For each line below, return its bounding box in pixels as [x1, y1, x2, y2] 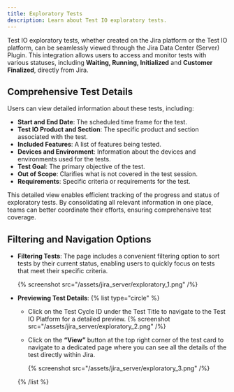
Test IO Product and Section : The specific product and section [17, 125, 199, 133]
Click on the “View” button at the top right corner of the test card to [27, 336, 224, 344]
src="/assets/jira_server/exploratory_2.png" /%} [27, 322, 166, 331]
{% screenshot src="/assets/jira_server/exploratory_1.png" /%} [17, 280, 198, 289]
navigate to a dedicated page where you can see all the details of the [27, 343, 227, 351]
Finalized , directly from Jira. [7, 66, 89, 74]
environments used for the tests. [17, 155, 111, 164]
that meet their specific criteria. [17, 267, 108, 275]
